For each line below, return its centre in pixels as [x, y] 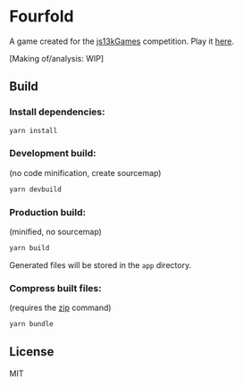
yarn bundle [31, 324]
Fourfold [42, 17]
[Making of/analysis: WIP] [57, 58]
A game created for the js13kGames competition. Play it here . [122, 41]
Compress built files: [55, 288]
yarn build [29, 248]
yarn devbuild [36, 189]
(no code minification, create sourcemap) [85, 172]
